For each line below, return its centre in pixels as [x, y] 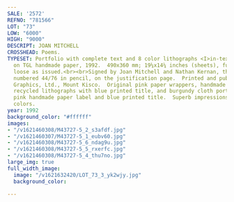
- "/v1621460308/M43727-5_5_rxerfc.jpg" [67, 149]
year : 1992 [23, 110]
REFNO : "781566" [31, 20]
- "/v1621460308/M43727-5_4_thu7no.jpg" [67, 156]
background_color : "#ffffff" [49, 117]
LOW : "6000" [24, 33]
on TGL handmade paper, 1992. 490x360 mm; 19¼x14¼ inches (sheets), [116, 65]
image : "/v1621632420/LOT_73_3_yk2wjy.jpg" [77, 175]
